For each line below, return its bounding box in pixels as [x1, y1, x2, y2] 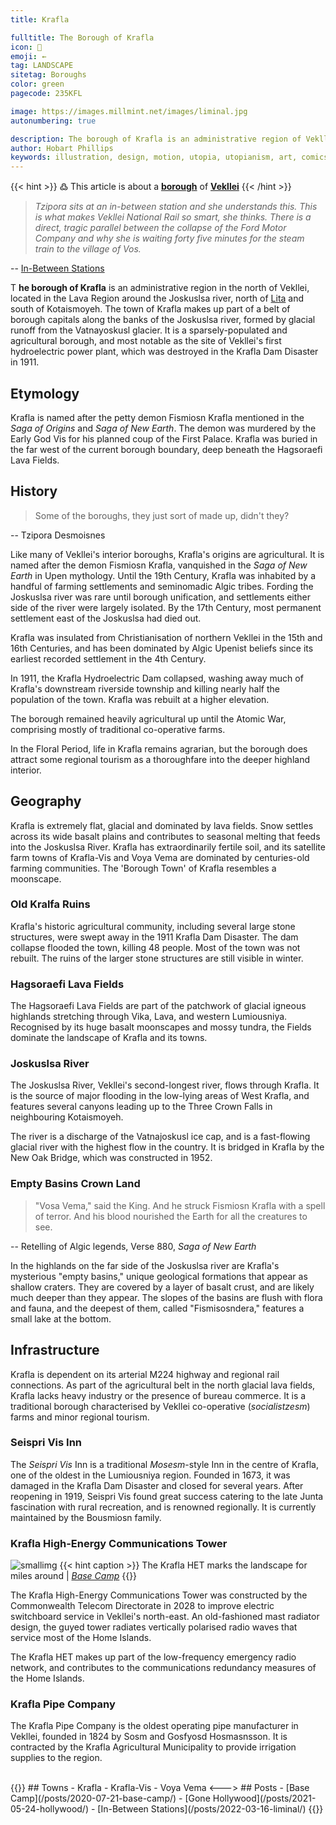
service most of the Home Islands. [10, 1632, 152, 1644]
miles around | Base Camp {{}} [10, 1570, 138, 1582]
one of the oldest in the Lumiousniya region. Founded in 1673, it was [10, 1469, 291, 1481]
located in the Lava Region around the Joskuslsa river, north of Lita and [10, 292, 305, 305]
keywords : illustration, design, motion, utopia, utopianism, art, [10, 152, 298, 163]
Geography [10, 793, 82, 810]
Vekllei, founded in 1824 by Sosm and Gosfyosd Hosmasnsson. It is [10, 1731, 288, 1743]
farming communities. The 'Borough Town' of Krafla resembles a [10, 862, 277, 874]
